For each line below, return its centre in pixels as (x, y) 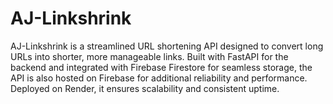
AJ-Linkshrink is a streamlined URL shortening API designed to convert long (167, 46)
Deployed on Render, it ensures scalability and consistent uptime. (145, 88)
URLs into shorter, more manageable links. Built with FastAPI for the (149, 56)
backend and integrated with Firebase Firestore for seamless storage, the (161, 67)
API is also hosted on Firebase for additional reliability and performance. (159, 78)
